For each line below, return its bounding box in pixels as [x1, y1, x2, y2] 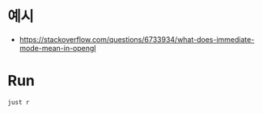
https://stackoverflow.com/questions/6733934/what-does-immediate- [19, 34, 255, 44]
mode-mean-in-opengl [19, 43, 96, 53]
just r [7, 98, 30, 106]
